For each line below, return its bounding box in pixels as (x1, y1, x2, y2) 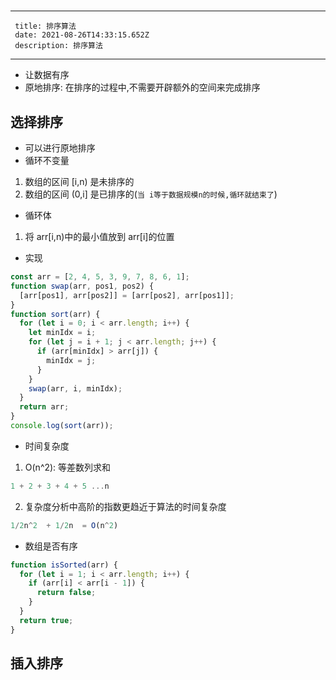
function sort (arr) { (10, 309, 101, 319)
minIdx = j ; (46, 355, 97, 365)
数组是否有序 (24, 540, 78, 552)
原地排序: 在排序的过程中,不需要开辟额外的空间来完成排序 (24, 81, 261, 94)
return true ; (19, 615, 74, 625)
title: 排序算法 (14, 21, 77, 32)
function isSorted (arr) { (10, 560, 118, 570)
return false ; (36, 588, 97, 598)
